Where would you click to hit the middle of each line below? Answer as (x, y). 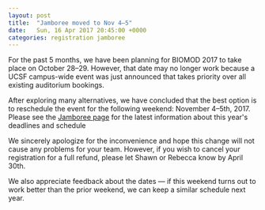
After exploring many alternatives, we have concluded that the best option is (132, 100)
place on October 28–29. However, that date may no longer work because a (132, 69)
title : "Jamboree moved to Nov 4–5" (70, 23)
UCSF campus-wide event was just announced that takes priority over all (127, 77)
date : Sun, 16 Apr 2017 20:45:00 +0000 (78, 30)
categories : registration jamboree (67, 37)
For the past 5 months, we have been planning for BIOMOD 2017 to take (125, 60)
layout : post (30, 15)
